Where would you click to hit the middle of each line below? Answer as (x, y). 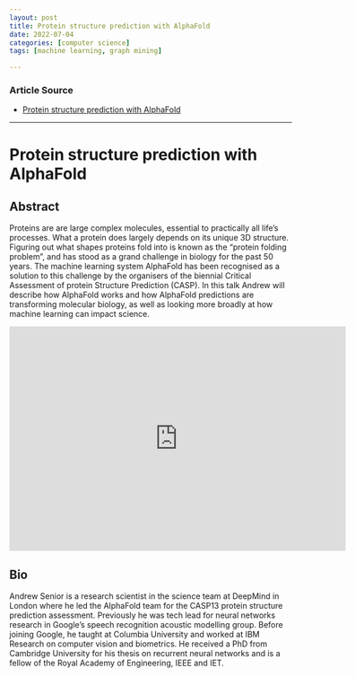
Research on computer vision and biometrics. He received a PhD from (138, 644)
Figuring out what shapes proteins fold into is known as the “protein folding (148, 247)
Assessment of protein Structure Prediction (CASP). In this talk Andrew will (147, 286)
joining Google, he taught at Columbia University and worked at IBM (134, 635)
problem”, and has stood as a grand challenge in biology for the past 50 (141, 257)
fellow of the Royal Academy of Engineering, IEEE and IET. (117, 663)
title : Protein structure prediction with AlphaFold (110, 26)
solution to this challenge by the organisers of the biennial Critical (130, 276)
